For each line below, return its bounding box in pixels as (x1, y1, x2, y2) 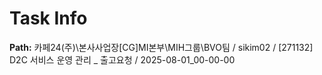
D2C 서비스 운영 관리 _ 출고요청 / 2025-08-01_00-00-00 (9, 53, 236, 66)
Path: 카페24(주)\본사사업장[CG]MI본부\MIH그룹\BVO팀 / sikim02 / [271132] (9, 41, 314, 53)
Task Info (9, 7, 88, 30)
